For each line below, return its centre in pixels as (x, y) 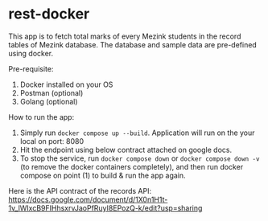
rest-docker (49, 14)
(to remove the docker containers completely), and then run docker (132, 166)
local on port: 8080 (52, 141)
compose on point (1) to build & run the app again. (103, 175)
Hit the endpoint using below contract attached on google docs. (126, 149)
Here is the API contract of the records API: (80, 190)
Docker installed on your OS (66, 84)
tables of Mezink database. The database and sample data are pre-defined (133, 44)
